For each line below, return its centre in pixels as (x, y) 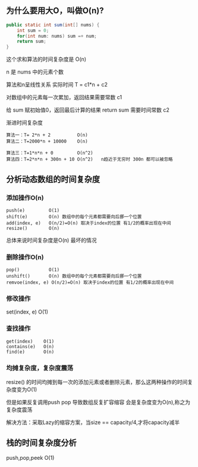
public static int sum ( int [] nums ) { (53, 25)
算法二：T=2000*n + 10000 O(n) (47, 142)
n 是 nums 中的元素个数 (35, 72)
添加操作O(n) (25, 198)
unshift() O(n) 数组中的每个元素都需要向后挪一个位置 (74, 276)
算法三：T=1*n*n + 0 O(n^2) (50, 153)
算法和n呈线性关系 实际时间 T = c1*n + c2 (57, 85)
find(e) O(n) (30, 352)
